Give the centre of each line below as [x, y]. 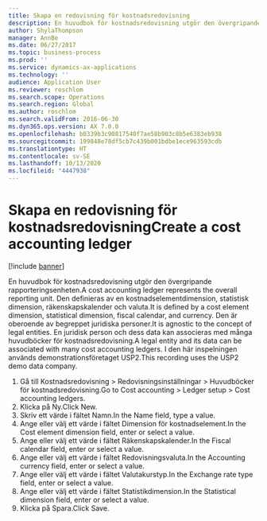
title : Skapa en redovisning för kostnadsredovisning [99, 16]
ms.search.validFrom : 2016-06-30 [64, 119]
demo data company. [43, 366]
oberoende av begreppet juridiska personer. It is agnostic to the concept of [130, 324]
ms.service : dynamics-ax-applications [72, 68]
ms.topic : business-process [55, 52]
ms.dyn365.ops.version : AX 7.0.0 [64, 126]
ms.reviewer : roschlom [46, 89]
